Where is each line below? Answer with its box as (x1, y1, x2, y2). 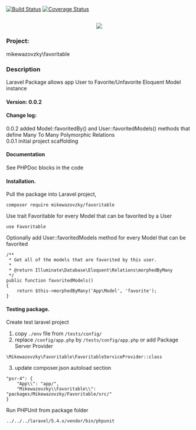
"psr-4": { (6, 376, 33, 382)
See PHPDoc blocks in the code (6, 164, 84, 171)
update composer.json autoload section (14, 365, 112, 372)
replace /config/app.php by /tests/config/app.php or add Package (14, 336, 179, 343)
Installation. (6, 178, 37, 185)
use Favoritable (6, 224, 46, 230)
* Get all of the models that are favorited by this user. (8, 257, 158, 263)
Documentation (6, 151, 45, 158)
